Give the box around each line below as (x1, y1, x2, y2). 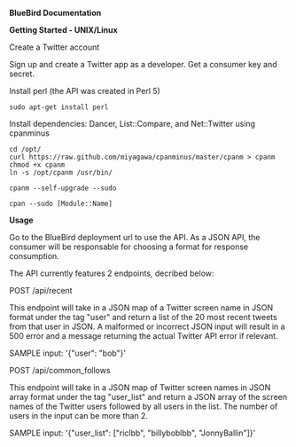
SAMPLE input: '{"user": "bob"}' (9, 348, 127, 358)
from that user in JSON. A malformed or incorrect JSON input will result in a (9, 321, 285, 332)
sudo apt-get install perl (9, 103, 109, 112)
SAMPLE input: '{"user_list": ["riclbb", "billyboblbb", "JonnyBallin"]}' (9, 427, 256, 438)
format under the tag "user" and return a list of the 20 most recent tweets (9, 312, 277, 322)
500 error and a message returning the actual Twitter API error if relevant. (9, 331, 278, 341)
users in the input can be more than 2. (9, 411, 149, 420)
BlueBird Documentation (9, 8, 102, 18)
